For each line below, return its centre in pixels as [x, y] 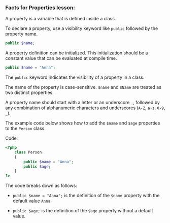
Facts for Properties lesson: [40, 8]
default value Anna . [32, 201]
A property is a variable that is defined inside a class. [61, 19]
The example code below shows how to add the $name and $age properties [83, 123]
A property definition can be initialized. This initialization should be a [77, 53]
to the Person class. [25, 129]
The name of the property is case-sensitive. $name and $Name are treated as [83, 87]
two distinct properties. [30, 92]
